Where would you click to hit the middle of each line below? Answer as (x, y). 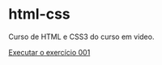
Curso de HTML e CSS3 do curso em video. (81, 37)
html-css (39, 14)
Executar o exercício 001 (49, 52)
